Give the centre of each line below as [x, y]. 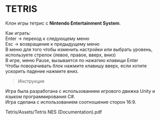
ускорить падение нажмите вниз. [42, 71]
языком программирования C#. [40, 96]
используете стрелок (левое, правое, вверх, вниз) [61, 55]
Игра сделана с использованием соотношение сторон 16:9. [71, 102]
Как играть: [18, 33]
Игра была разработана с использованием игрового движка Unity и [80, 91]
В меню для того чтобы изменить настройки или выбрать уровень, [79, 49]
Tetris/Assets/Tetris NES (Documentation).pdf [54, 112]
